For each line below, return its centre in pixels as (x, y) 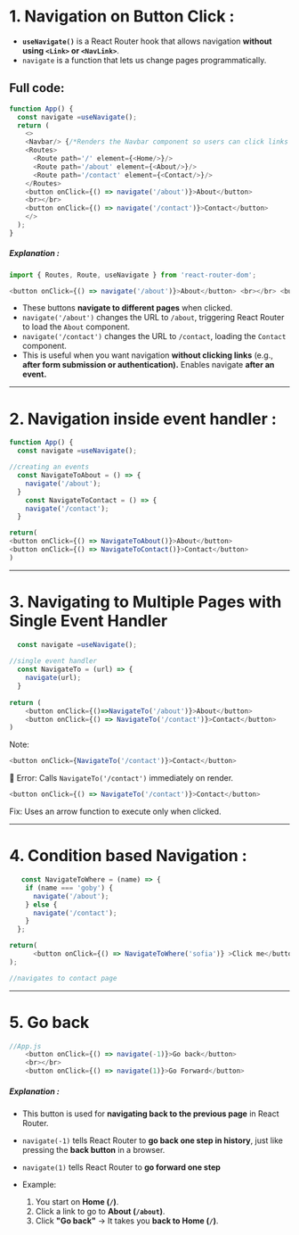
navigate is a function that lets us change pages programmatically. (144, 60)
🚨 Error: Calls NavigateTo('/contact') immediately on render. (121, 778)
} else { (41, 904)
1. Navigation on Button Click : (122, 17)
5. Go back (49, 1022)
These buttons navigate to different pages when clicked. (127, 308)
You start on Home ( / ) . (77, 1202)
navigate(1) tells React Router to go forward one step (121, 1167)
